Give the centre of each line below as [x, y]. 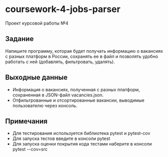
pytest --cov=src [30, 149]
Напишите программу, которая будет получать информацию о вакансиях [84, 51]
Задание [20, 39]
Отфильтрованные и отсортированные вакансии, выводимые [78, 100]
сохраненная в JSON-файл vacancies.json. [58, 95]
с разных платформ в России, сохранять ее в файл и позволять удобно [82, 56]
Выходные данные [36, 77]
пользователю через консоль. [45, 105]
